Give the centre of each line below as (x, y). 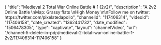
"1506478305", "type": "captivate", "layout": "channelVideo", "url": (71, 28)
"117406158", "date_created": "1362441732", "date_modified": (66, 22)
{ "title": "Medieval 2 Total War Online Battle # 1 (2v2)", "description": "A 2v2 (80, 7)
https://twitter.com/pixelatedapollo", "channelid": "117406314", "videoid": (77, 17)
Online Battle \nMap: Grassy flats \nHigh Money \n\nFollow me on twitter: (77, 12)
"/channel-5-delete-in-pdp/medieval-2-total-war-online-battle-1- (70, 33)
